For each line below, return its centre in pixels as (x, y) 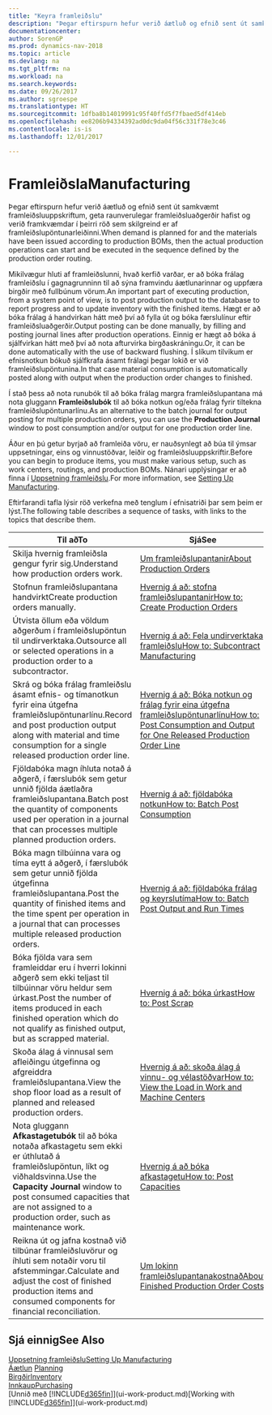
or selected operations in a (63, 650)
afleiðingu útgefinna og (57, 1062)
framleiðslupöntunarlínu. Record (72, 714)
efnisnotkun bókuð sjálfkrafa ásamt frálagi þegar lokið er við (108, 360)
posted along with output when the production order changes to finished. (130, 377)
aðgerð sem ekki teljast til (61, 977)
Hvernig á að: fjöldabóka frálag (199, 888)
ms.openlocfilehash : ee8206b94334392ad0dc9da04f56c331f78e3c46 (117, 122)
